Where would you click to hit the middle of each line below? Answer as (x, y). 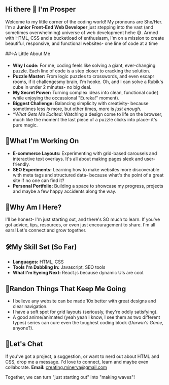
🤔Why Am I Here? (33, 207)
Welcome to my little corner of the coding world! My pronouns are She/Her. (84, 21)
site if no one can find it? (38, 180)
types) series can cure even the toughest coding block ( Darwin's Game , (88, 323)
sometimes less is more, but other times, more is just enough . (77, 109)
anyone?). (23, 328)
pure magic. (25, 125)
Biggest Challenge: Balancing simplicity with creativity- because (80, 103)
